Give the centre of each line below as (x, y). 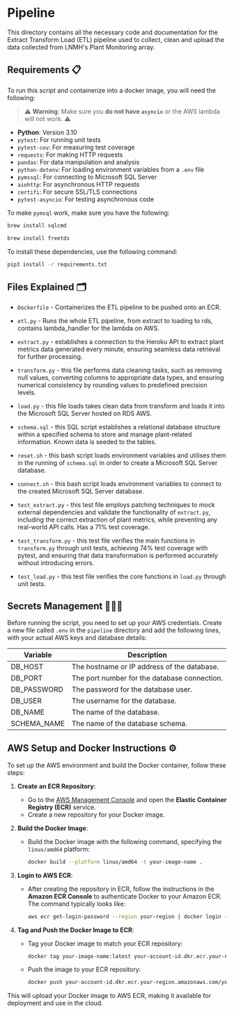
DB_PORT (27, 678)
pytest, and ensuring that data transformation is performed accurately (117, 556)
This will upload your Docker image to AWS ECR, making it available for (109, 996)
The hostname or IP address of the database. (145, 667)
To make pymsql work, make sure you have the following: (88, 213)
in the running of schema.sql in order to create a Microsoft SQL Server (117, 463)
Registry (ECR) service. (62, 807)
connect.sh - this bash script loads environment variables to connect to (119, 484)
